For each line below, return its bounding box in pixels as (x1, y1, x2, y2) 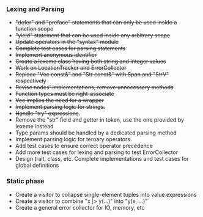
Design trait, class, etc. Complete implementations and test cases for (15, 155, 189, 163)
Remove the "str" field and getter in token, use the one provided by (15, 116, 185, 123)
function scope (15, 25, 54, 32)
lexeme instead (15, 123, 54, 130)
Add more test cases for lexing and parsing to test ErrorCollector (15, 149, 179, 156)
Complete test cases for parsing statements (15, 45, 126, 52)
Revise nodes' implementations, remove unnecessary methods (15, 84, 174, 91)
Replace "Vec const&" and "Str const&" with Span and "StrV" (15, 71, 169, 78)
